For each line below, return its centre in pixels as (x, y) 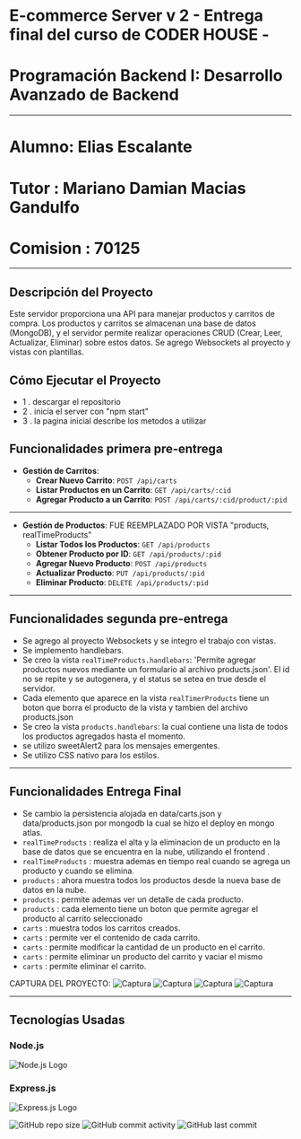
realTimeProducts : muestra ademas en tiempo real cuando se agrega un (156, 861)
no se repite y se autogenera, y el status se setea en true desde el (144, 679)
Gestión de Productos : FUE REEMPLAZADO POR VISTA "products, (146, 525)
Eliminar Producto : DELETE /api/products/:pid (122, 582)
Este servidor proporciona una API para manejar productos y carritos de (142, 314)
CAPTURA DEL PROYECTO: (60, 983)
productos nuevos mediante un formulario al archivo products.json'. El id (156, 669)
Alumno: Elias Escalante (101, 147)
